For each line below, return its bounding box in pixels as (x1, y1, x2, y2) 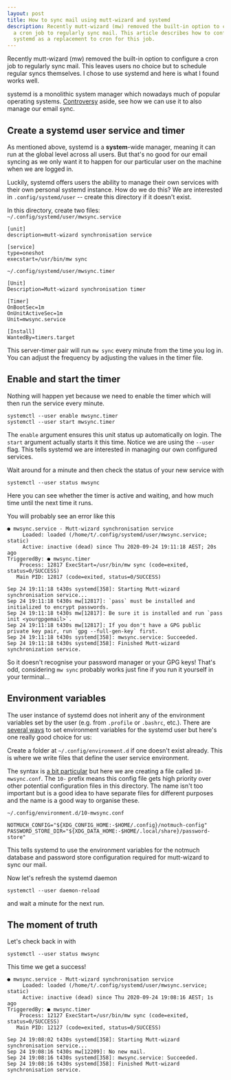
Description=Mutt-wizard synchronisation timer (7, 285, 146, 293)
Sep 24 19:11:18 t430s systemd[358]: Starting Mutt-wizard (7, 585, 180, 593)
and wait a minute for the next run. (7, 899, 105, 907)
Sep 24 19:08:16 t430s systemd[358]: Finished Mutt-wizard (7, 1061, 180, 1068)
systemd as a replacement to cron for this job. (13, 36, 155, 43)
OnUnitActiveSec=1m (7, 309, 63, 317)
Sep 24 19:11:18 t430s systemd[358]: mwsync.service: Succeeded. (7, 633, 198, 641)
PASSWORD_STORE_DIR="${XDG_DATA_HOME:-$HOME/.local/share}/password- (7, 828, 211, 835)
